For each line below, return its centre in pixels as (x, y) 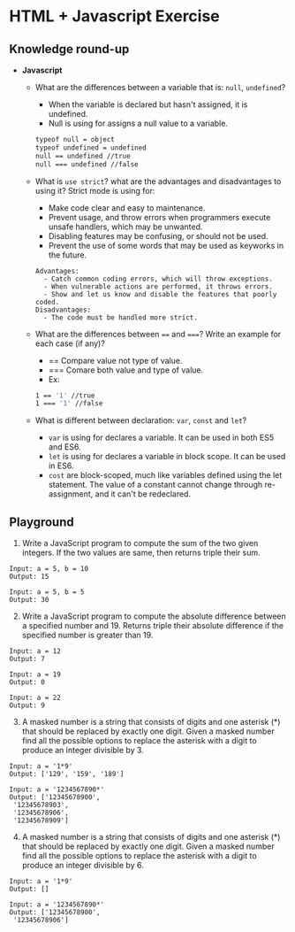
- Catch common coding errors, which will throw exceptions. (158, 279)
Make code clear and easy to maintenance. (127, 208)
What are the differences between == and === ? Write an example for (158, 334)
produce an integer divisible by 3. (83, 751)
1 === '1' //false (69, 404)
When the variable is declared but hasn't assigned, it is (148, 104)
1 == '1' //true (65, 396)
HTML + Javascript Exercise (115, 16)
